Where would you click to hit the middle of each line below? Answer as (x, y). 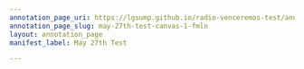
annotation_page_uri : (50, 17)
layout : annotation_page (56, 34)
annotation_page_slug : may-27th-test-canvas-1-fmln (109, 26)
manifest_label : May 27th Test (68, 43)
